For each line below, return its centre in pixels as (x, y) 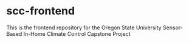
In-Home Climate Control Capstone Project (77, 33)
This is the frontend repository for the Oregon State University (84, 27)
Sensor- (173, 27)
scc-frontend (40, 11)
